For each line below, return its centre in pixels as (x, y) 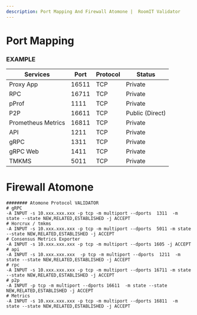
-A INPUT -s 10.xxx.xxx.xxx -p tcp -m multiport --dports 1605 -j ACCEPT (99, 245)
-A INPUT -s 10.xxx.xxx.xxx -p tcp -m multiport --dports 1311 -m (92, 214)
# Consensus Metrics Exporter (43, 239)
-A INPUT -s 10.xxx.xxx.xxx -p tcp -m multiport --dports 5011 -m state (99, 229)
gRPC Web (24, 152)
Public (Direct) (146, 113)
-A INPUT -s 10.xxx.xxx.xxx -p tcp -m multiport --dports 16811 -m (92, 301)
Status (146, 74)
